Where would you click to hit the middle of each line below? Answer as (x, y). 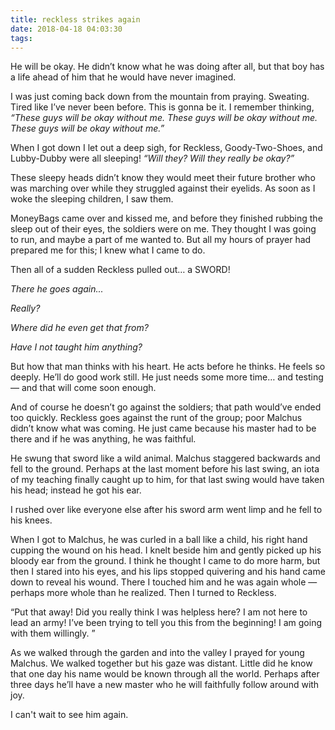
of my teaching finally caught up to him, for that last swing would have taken (167, 480)
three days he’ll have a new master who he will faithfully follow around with (165, 685)
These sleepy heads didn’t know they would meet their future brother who (163, 178)
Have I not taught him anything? (76, 347)
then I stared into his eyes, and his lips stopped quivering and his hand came (168, 572)
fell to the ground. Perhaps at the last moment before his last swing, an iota (165, 469)
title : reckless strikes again (75, 19)
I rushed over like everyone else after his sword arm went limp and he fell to (166, 510)
